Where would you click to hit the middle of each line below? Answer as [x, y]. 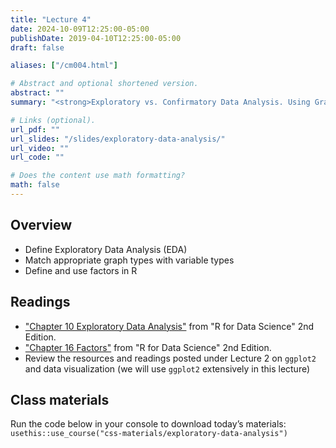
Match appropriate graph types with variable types [129, 260]
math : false [35, 185]
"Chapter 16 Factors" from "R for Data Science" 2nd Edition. [148, 347]
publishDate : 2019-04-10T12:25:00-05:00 [96, 38]
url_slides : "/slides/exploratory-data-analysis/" [118, 139]
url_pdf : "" [35, 129]
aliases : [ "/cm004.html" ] [64, 66]
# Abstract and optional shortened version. [104, 84]
